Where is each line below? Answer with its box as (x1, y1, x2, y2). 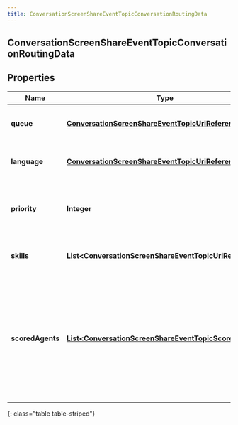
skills (11, 250, 30, 260)
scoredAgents (11, 333, 60, 343)
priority (11, 203, 37, 213)
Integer (66, 203, 92, 213)
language (11, 156, 44, 166)
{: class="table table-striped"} (7, 409, 96, 418)
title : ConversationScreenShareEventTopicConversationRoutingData (7, 10, 208, 18)
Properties (7, 72, 55, 84)
